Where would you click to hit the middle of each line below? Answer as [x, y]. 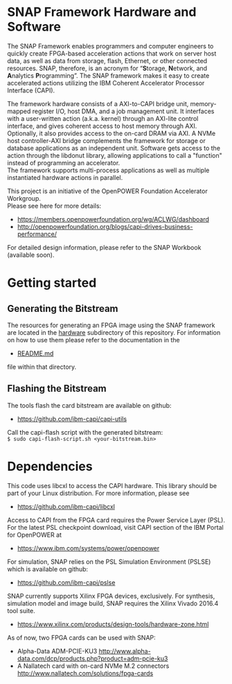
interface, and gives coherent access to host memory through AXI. [102, 126]
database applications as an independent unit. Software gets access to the [114, 148]
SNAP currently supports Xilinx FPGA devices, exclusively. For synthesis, [111, 596]
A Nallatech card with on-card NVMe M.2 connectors [93, 666]
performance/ [37, 234]
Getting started [52, 283]
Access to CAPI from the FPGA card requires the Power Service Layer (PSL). [116, 520]
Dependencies [50, 466]
